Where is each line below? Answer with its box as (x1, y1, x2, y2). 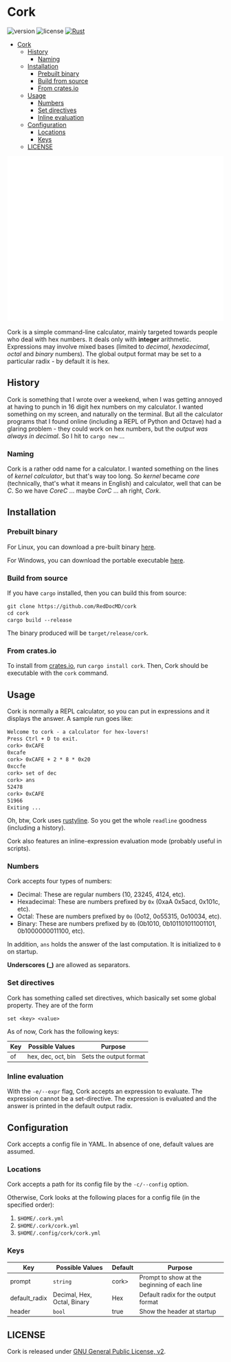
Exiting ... (7, 804, 41, 812)
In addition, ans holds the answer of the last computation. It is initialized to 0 (7, 940, 221, 949)
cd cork (7, 609, 30, 616)
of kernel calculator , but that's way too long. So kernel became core (7, 472, 200, 480)
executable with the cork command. (7, 669, 109, 678)
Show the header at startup (139, 1307, 217, 1315)
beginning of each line (139, 1281, 203, 1289)
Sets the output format (81, 1052, 146, 1061)
